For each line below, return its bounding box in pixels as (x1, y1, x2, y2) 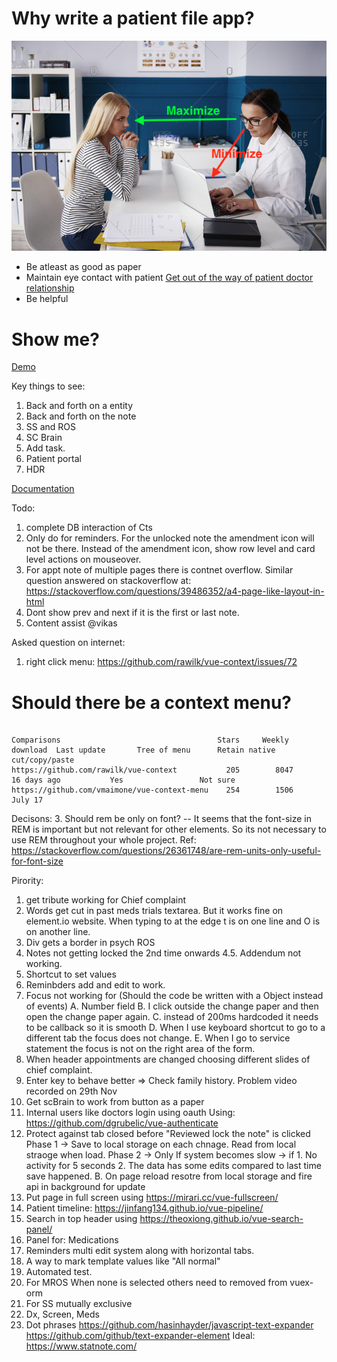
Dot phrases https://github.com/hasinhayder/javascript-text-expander (25, 1319, 314, 1331)
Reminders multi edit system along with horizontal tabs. (25, 1245, 255, 1257)
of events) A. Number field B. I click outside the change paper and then (25, 1000, 319, 1012)
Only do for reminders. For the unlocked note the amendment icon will (25, 532, 315, 544)
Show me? (11, 328, 100, 351)
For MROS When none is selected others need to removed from (25, 1277, 288, 1289)
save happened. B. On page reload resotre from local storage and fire (25, 1170, 313, 1182)
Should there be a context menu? (11, 691, 293, 714)
